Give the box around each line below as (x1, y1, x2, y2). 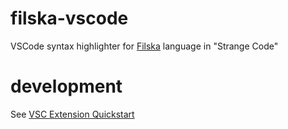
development (10, 75, 123, 98)
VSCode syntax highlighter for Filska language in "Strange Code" (10, 40, 279, 52)
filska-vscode (10, 7, 129, 30)
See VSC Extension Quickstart (10, 108, 135, 120)
